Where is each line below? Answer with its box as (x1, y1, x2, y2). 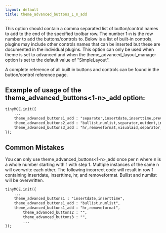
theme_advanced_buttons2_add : (14, 120, 79, 125)
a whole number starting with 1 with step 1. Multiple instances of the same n (5, 161, 159, 168)
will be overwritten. (5, 177, 44, 183)
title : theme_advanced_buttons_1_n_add (5, 12, 87, 17)
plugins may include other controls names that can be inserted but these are (5, 41, 161, 47)
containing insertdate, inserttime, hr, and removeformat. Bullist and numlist (5, 172, 157, 178)
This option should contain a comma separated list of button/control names (5, 25, 159, 31)
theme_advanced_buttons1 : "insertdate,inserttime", (14, 196, 125, 201)
